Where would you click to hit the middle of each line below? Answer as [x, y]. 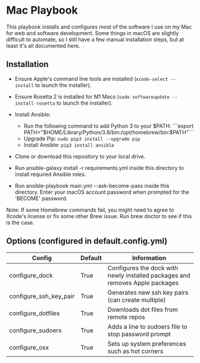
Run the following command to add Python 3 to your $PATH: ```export [109, 126]
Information [149, 258]
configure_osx [29, 347]
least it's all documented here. [43, 46]
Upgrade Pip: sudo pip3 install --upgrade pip [82, 138]
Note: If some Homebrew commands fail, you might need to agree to [90, 210]
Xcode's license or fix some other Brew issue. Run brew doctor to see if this [99, 216]
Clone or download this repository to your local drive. [80, 156]
